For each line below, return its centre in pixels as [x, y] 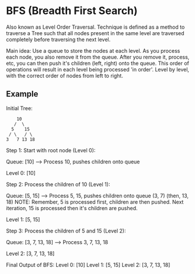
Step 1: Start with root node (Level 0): [51, 150]
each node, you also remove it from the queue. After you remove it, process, [98, 57]
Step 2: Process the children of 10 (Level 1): [58, 184]
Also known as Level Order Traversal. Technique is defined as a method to [95, 27]
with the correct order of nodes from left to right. [65, 76]
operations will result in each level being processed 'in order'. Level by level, [98, 69]
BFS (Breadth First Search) [72, 11]
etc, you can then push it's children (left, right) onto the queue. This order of [98, 63]
